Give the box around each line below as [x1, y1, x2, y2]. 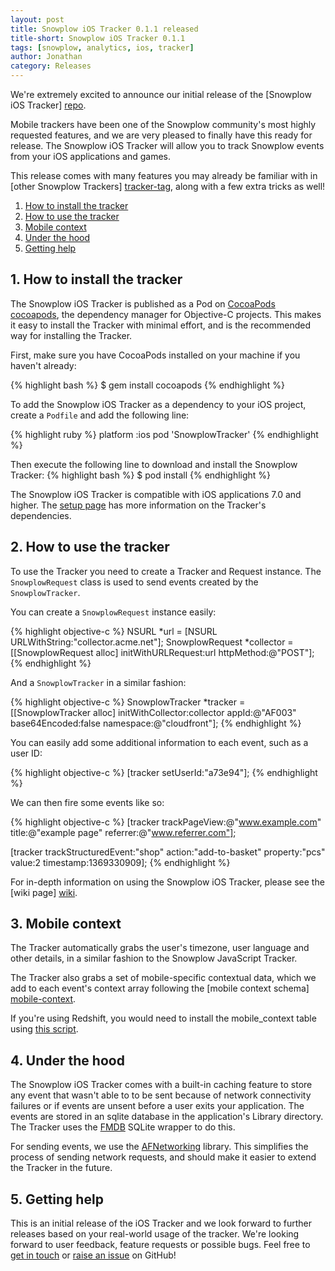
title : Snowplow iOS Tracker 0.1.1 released [10, 24, 199, 34]
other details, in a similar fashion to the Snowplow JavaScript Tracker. [10, 952, 298, 965]
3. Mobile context [10, 916, 122, 933]
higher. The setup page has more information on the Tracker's [10, 499, 267, 511]
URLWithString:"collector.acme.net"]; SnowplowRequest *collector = [10, 636, 294, 648]
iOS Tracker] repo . [10, 99, 87, 111]
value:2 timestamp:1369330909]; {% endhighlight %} [10, 856, 231, 868]
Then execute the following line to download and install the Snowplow [10, 458, 298, 470]
